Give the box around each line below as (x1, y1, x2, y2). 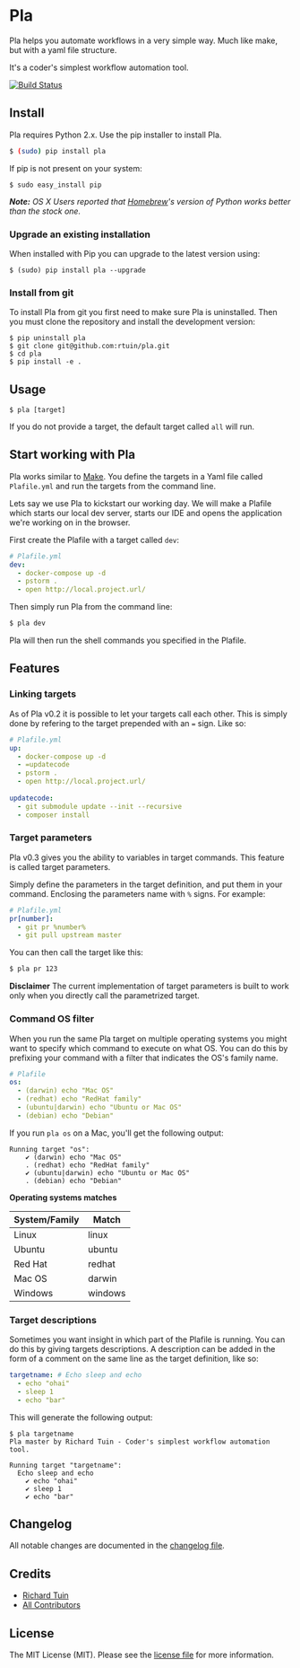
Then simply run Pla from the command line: (9, 601, 173, 612)
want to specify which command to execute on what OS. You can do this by (9, 1042, 288, 1053)
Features (9, 661, 60, 676)
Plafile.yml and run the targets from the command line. (9, 480, 217, 491)
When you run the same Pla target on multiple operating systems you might (9, 1033, 287, 1044)
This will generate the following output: (9, 1411, 153, 1423)
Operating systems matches (9, 1191, 117, 1203)
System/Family (13, 1213, 80, 1225)
